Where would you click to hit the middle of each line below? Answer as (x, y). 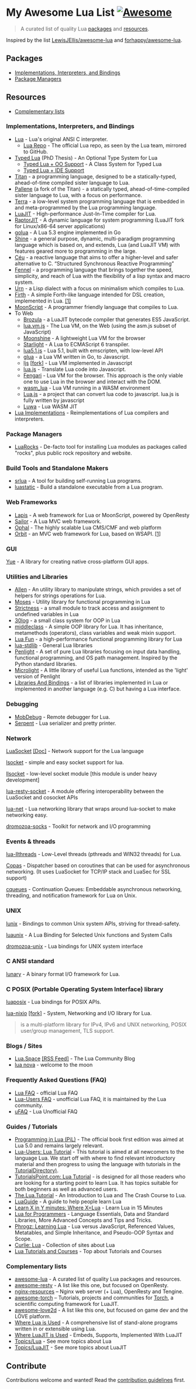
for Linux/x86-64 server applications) (60, 226)
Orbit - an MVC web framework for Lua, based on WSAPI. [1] (87, 534)
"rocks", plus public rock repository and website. (73, 453)
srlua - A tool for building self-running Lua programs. (78, 481)
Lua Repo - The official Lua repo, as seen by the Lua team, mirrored (105, 145)
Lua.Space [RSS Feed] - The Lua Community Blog (75, 1058)
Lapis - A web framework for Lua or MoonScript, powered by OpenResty (102, 515)
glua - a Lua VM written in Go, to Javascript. (76, 356)
